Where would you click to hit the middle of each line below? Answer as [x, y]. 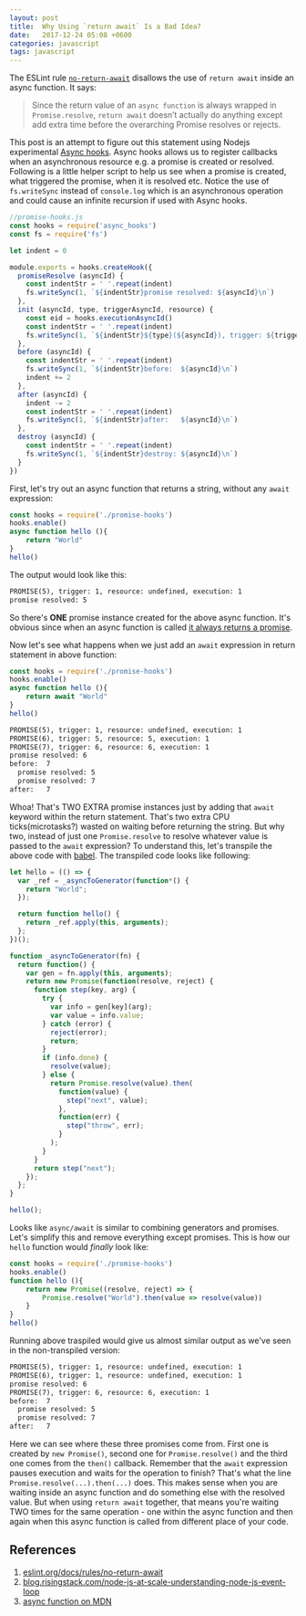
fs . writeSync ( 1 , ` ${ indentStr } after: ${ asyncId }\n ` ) [132, 420]
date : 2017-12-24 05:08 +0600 [71, 35]
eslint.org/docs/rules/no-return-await [93, 1572]
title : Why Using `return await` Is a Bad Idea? [106, 26]
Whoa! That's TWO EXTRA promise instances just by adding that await [142, 807]
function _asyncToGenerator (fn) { [75, 956]
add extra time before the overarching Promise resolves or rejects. [156, 125]
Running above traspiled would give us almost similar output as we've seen [150, 1340]
